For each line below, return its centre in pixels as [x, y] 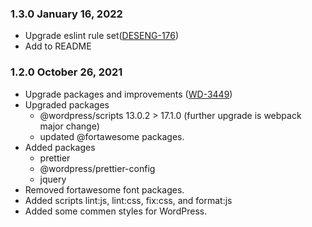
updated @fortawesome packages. [112, 136]
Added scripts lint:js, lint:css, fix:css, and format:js [128, 200]
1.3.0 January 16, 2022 [66, 14]
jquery [53, 179]
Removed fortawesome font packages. [104, 189]
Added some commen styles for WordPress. [116, 211]
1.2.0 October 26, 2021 [66, 72]
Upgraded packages [67, 104]
